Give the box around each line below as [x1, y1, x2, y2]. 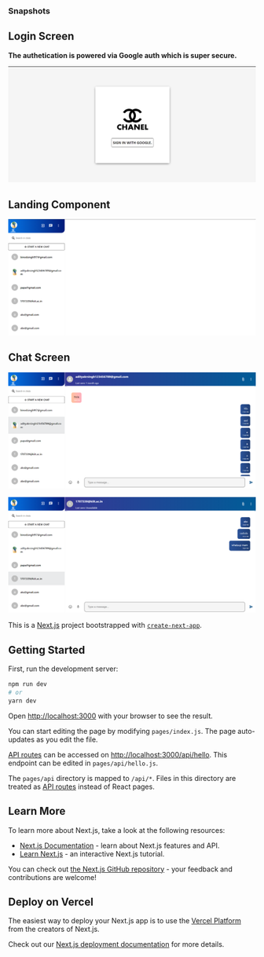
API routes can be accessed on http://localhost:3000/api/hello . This [8, 750, 228, 759]
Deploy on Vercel [8, 895, 94, 908]
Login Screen [8, 30, 75, 43]
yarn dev [8, 697, 37, 705]
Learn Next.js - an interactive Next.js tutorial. [19, 849, 165, 858]
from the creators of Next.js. [8, 925, 100, 934]
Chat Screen [8, 351, 71, 365]
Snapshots [8, 5, 51, 16]
